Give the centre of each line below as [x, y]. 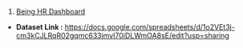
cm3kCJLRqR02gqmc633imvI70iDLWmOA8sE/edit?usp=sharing [123, 36]
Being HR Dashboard [51, 12]
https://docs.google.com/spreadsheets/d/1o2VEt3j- [150, 27]
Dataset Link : [39, 27]
